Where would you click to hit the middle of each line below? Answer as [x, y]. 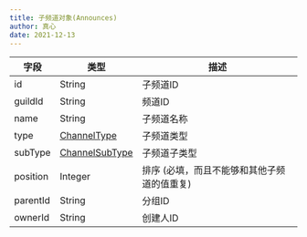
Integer [75, 177]
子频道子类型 [169, 153]
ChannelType [88, 136]
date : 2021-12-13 [42, 35]
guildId [29, 101]
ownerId [32, 218]
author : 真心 [33, 26]
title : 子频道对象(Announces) [64, 18]
